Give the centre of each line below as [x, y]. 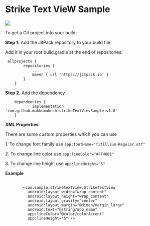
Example [15, 173]
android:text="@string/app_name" [62, 209]
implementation [48, 106]
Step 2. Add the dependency [35, 93]
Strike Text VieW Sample [58, 9]
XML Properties [22, 124]
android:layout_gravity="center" [62, 201]
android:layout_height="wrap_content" [68, 196]
